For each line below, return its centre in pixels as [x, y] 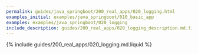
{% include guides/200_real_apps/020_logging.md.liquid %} [79, 45]
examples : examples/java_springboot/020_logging [67, 22]
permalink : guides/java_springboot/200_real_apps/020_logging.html [91, 11]
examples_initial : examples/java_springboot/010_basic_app [80, 17]
